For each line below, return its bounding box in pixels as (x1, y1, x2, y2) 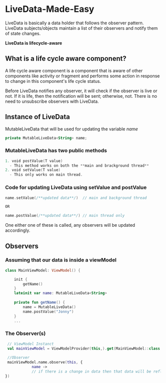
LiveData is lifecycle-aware (5, 40, 63, 46)
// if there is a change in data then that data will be (31, 369, 152, 374)
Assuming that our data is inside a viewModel (5, 256, 117, 263)
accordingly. (5, 227, 31, 234)
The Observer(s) (5, 330, 46, 337)
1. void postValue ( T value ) (5, 158, 63, 163)
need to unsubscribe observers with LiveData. (5, 98, 99, 104)
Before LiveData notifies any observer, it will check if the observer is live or (5, 88, 158, 94)
